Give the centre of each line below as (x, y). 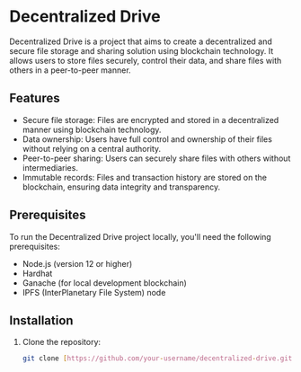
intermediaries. (50, 167)
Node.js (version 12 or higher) (77, 263)
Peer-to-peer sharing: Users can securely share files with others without (156, 158)
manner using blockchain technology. (92, 129)
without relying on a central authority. (92, 148)
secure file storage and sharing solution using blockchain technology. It (142, 50)
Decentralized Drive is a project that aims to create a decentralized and (141, 41)
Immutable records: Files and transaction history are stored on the (145, 177)
